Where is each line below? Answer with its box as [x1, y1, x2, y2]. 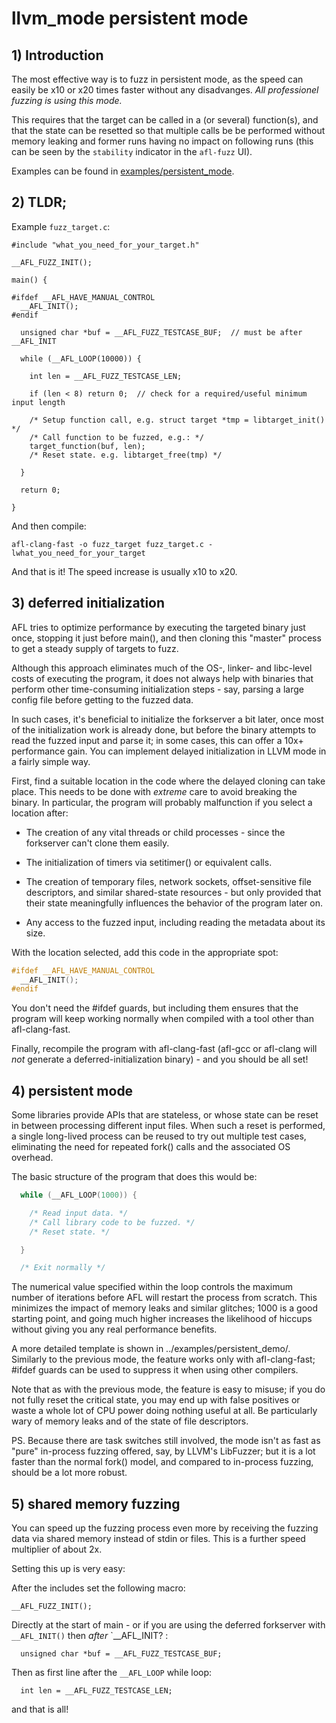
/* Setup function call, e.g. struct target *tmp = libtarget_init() [29, 415, 326, 425]
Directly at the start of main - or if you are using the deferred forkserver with [11, 1619, 326, 1631]
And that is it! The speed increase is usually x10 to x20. [11, 565, 238, 577]
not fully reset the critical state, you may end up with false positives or [11, 1394, 301, 1406]
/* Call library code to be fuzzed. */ [29, 1217, 196, 1227]
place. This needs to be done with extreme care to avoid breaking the [11, 785, 298, 797]
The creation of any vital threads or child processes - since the [25, 826, 286, 838]
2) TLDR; [11, 194, 68, 211]
